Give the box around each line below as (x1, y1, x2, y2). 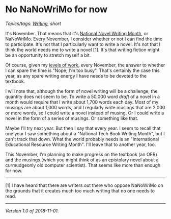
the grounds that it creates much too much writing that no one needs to (5, 187, 155, 193)
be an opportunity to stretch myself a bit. (5, 52, 91, 58)
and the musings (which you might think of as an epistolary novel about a (5, 157, 159, 163)
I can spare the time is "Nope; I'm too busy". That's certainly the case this (5, 67, 160, 74)
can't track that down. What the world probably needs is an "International (5, 136, 159, 142)
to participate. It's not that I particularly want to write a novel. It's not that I (5, 41, 161, 47)
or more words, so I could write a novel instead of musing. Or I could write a (5, 110, 164, 116)
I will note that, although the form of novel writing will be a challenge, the (5, 88, 158, 94)
